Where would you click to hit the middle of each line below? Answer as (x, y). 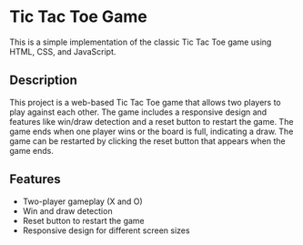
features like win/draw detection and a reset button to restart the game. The (151, 121)
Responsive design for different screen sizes (106, 230)
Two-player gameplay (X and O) (82, 201)
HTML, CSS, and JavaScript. (63, 51)
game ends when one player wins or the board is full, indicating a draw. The (151, 131)
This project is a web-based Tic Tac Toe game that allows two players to (145, 102)
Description (43, 81)
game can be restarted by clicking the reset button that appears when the (147, 141)
